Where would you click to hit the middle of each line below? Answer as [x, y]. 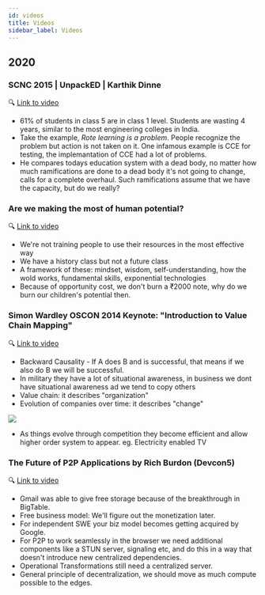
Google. [32, 532]
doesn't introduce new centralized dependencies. [100, 557]
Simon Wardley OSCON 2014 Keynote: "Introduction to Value [128, 316]
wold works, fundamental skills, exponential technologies [113, 279]
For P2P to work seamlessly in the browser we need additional [121, 540]
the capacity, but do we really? [70, 188]
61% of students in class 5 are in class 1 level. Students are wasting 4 [132, 121]
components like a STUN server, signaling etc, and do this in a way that [136, 549]
